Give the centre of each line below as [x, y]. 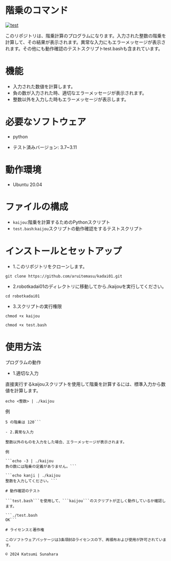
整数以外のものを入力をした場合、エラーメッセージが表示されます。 [66, 442]
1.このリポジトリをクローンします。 [50, 266]
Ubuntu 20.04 [27, 184]
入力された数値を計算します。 [44, 86]
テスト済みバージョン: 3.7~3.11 [45, 147]
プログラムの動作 [23, 362]
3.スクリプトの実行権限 [37, 306]
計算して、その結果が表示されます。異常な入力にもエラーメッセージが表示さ [85, 42]
